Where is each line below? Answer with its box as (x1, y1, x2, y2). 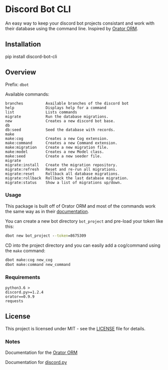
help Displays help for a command (5, 105, 107, 110)
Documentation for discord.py (5, 359, 67, 365)
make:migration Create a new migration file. (5, 145, 109, 150)
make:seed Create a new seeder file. (5, 153, 102, 159)
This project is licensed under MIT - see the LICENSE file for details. (5, 325, 146, 331)
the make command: (5, 247, 46, 253)
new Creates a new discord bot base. (5, 118, 115, 124)
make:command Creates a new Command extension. (5, 140, 118, 145)
